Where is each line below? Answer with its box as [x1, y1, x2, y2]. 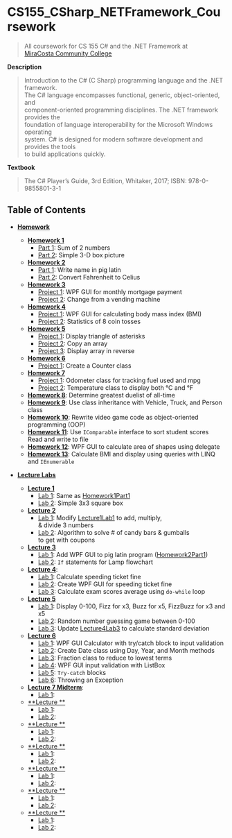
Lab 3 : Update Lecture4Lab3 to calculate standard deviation [37, 624, 210, 632]
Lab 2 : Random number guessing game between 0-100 [37, 617, 195, 625]
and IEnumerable [27, 457, 75, 465]
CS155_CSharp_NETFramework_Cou [7, 4, 221, 20]
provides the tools [24, 142, 76, 151]
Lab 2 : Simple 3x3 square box [37, 499, 123, 507]
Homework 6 [27, 354, 66, 362]
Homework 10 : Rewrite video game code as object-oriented [27, 413, 199, 421]
